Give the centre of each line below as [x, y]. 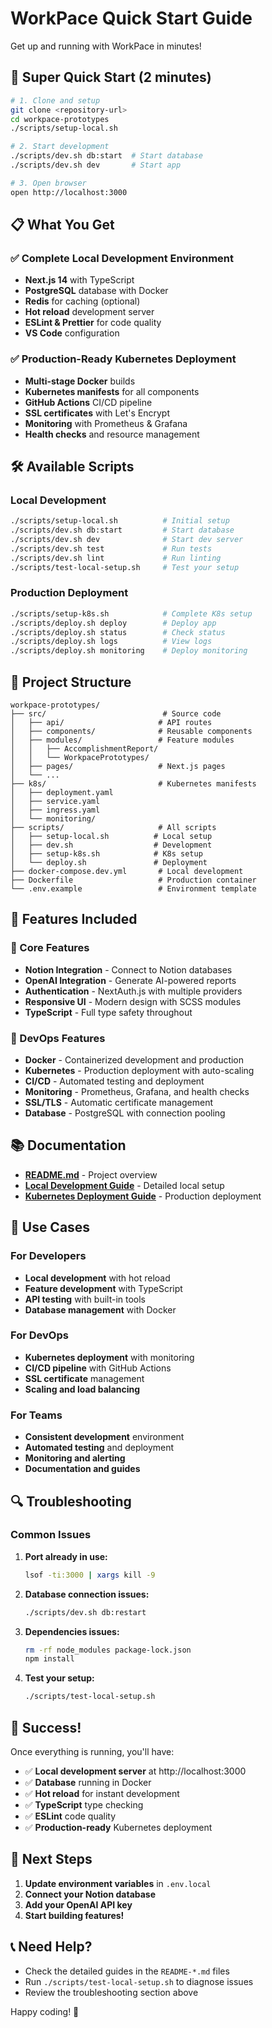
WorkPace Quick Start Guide [131, 18]
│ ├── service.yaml [55, 802]
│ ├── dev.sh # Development [111, 845]
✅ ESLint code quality [70, 1816]
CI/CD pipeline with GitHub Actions [98, 1368]
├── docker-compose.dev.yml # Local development [127, 872]
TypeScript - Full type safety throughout [108, 1012]
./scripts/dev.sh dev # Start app [96, 165]
